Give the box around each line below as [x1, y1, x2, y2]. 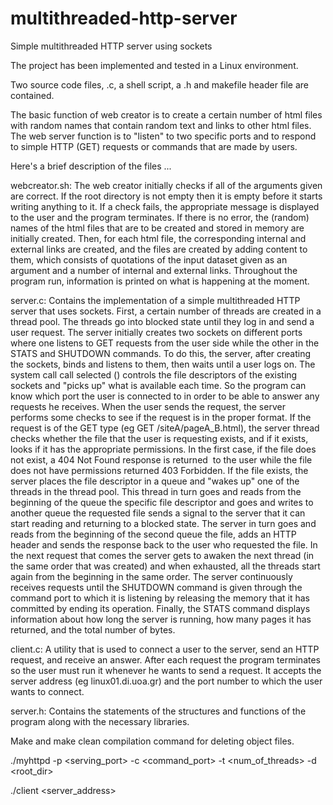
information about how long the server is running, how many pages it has [10, 613, 312, 625]
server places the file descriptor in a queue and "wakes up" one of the [10, 475, 300, 487]
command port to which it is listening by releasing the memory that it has [10, 592, 310, 604]
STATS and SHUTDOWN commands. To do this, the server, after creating [10, 347, 312, 359]
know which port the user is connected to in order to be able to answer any [10, 390, 320, 402]
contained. [10, 89, 55, 101]
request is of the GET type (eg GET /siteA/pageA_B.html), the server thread [10, 422, 320, 434]
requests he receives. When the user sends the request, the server [10, 400, 286, 412]
